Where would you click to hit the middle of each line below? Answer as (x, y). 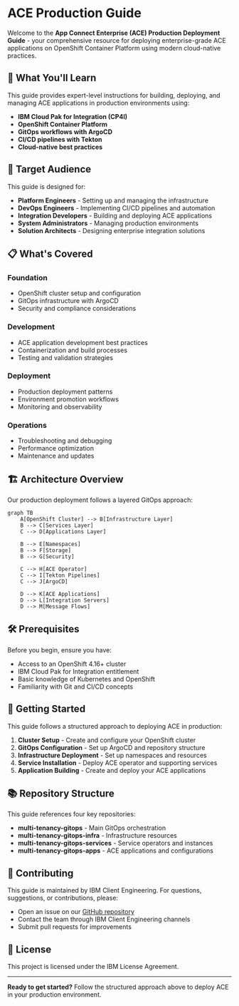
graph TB (20, 513)
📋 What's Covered (51, 253)
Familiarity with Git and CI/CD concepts (75, 687)
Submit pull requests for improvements (74, 927)
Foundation (27, 277)
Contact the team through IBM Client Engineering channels (104, 919)
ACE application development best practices (83, 342)
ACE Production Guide (75, 13)
